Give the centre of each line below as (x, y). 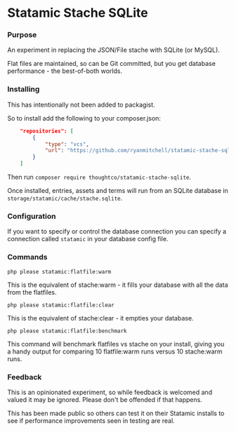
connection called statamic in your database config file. (88, 239)
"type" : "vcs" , (67, 144)
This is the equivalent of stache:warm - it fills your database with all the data (118, 285)
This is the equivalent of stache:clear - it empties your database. (101, 318)
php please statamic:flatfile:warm (59, 271)
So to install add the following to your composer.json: (84, 118)
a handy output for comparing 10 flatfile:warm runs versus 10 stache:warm (115, 351)
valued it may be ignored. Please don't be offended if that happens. (105, 399)
